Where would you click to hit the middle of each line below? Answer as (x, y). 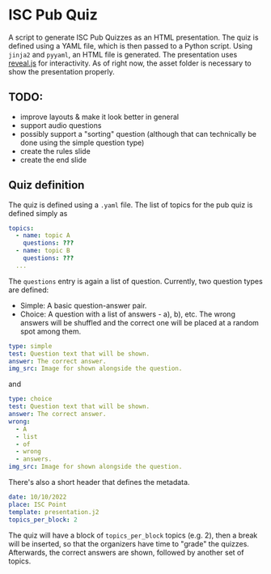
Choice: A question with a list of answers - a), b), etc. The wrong (128, 314)
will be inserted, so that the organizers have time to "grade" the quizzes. (129, 543)
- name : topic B (43, 251)
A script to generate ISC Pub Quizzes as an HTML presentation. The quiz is (133, 37)
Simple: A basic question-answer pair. (83, 305)
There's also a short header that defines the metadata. (99, 483)
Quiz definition (47, 185)
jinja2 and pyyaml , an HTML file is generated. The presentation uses (123, 54)
